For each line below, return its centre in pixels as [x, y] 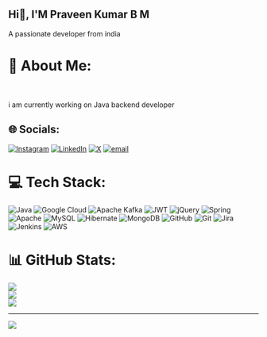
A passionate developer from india [64, 33]
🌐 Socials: [34, 130]
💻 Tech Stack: [57, 182]
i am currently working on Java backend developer [91, 105]
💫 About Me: [50, 66]
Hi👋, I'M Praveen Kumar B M [79, 15]
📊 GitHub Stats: [62, 260]
